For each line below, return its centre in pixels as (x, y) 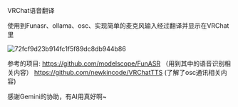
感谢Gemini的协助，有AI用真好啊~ (57, 96)
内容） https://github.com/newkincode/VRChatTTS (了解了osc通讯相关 (117, 72)
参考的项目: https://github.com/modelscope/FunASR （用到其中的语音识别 (116, 63)
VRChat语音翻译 (31, 10)
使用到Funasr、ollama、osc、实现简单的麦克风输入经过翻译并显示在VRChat (118, 26)
